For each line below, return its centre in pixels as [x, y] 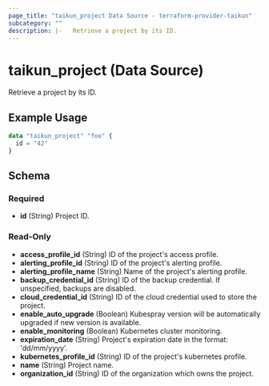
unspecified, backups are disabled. [78, 288]
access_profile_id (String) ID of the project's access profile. [119, 254]
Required [26, 199]
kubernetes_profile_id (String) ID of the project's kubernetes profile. [133, 356]
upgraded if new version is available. [80, 322]
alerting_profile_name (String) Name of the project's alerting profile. [134, 271]
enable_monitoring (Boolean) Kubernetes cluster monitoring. [121, 331]
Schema [29, 176]
